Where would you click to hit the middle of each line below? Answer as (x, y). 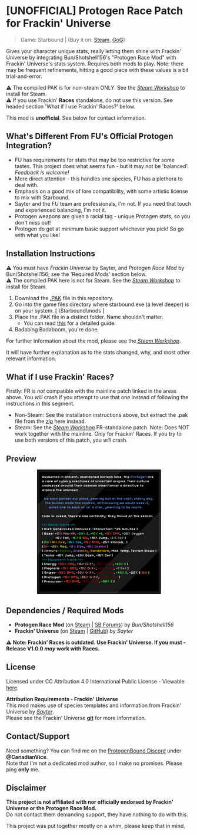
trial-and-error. (24, 76)
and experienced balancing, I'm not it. (61, 210)
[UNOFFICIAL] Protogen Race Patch (95, 11)
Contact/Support (38, 736)
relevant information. (31, 359)
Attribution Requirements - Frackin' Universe (62, 699)
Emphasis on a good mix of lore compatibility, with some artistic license (101, 191)
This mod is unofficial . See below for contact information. (76, 118)
